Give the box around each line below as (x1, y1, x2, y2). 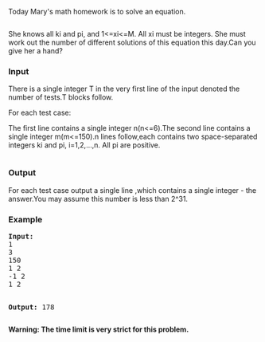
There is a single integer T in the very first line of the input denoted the (8, 84, 240, 94)
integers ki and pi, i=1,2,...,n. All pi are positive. (8, 140, 161, 150)
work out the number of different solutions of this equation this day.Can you (8, 37, 256, 47)
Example (8, 214, 43, 225)
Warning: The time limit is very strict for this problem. (8, 324, 189, 334)
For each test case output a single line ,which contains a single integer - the (8, 185, 257, 195)
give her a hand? (8, 46, 64, 55)
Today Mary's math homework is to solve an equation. (8, 7, 186, 16)
